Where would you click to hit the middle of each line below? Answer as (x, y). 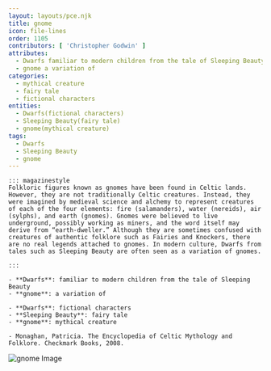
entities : (25, 106)
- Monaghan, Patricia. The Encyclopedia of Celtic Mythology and (120, 336)
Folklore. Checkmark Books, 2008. (67, 344)
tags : (17, 136)
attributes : (28, 53)
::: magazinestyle (39, 181)
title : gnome (30, 23)
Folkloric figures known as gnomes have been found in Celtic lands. (128, 188)
